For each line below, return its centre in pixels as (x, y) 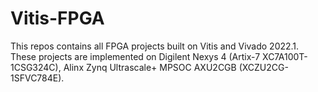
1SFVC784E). (37, 78)
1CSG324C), (36, 67)
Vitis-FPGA (57, 18)
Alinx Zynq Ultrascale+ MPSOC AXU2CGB (150, 67)
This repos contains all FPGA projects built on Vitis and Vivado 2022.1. (155, 46)
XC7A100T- (285, 56)
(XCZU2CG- (263, 67)
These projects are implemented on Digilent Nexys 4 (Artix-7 (135, 56)
